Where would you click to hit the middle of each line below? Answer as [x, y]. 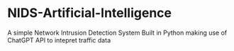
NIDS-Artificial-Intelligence [90, 13]
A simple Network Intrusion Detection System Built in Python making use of [117, 33]
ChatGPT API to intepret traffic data [59, 40]
